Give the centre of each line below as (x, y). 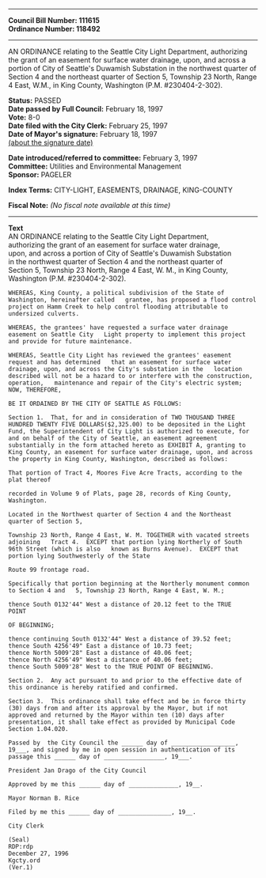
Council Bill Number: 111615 (54, 20)
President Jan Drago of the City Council (78, 770)
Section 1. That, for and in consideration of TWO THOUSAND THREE (122, 418)
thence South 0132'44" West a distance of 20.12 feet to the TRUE (120, 604)
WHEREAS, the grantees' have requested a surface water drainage (118, 327)
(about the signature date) (51, 142)
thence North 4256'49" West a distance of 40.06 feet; (101, 660)
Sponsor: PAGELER (40, 174)
